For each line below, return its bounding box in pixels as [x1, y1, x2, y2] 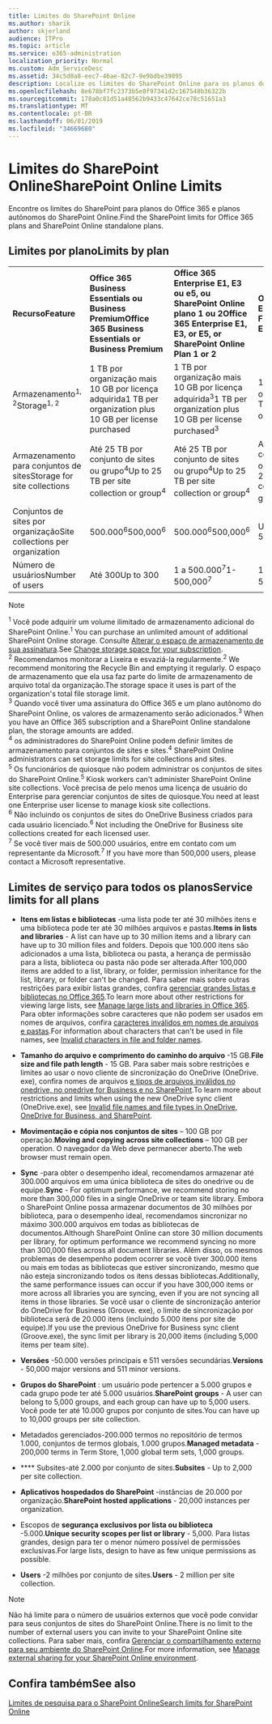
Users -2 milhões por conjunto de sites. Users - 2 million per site [19, 1570, 235, 1580]
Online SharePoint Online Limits [8, 176, 223, 195]
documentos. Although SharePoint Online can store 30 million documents [19, 1228, 263, 1238]
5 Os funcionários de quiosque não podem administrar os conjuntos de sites [8, 762, 263, 774]
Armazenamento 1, [12, 386, 83, 399]
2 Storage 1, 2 [12, 398, 60, 411]
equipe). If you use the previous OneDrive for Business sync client [19, 1323, 240, 1332]
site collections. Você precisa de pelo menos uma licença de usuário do [8, 783, 249, 792]
